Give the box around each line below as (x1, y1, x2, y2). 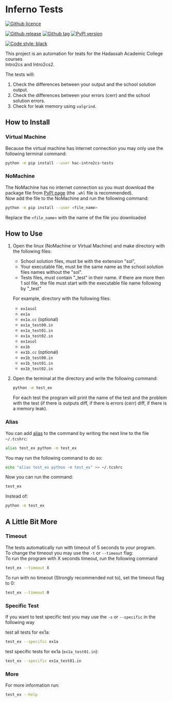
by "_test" (20, 286, 42, 292)
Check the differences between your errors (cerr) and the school (12, 92, 150, 98)
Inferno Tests (5, 4, 63, 15)
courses (5, 55, 23, 62)
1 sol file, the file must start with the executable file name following (20, 280, 161, 286)
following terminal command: (5, 150, 67, 157)
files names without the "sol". (20, 269, 83, 275)
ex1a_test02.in (20, 334, 53, 339)
